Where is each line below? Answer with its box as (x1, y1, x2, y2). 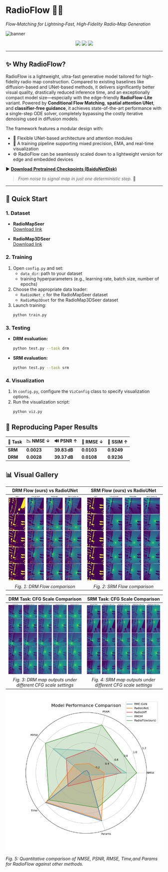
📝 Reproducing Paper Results (5, 423, 98, 432)
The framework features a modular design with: (5, 125, 104, 131)
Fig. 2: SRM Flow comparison (93, 583, 154, 589)
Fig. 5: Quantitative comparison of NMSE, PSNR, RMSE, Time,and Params (5, 856, 158, 862)
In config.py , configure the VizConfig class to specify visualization (12, 388, 150, 394)
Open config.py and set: (12, 265, 64, 271)
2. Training (5, 254, 32, 261)
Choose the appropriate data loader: (12, 286, 88, 292)
